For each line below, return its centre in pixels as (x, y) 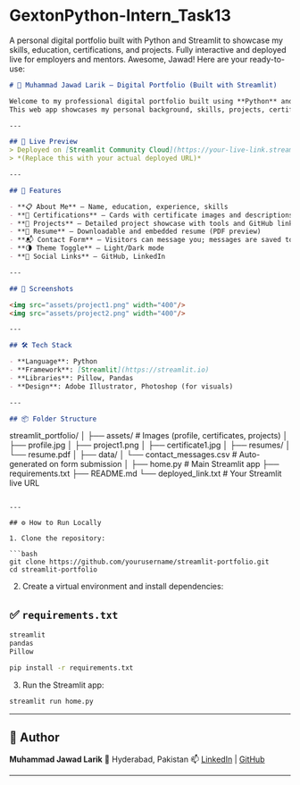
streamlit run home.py (51, 701)
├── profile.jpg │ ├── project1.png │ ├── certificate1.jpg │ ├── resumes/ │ (150, 445)
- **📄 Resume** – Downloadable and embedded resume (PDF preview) (135, 232)
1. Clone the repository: (57, 539)
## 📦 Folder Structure (53, 419)
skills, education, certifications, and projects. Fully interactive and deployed (148, 49)
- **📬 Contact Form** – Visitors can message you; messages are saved (145, 240)
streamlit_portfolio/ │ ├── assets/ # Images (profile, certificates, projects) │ (149, 436)
